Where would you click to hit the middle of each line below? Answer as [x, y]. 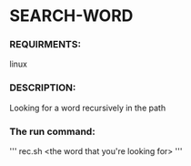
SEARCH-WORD [71, 16]
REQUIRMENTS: [45, 45]
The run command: [52, 131]
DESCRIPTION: [43, 88]
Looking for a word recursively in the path [88, 108]
